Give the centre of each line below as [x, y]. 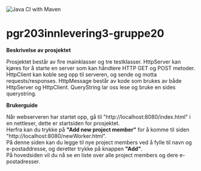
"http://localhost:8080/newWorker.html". [56, 136]
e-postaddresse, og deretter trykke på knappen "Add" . [74, 148]
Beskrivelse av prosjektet [38, 50]
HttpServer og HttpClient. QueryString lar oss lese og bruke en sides [91, 87]
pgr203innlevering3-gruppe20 [85, 34]
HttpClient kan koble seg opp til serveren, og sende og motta [82, 74]
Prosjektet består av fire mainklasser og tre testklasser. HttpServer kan [94, 61]
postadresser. [23, 161]
